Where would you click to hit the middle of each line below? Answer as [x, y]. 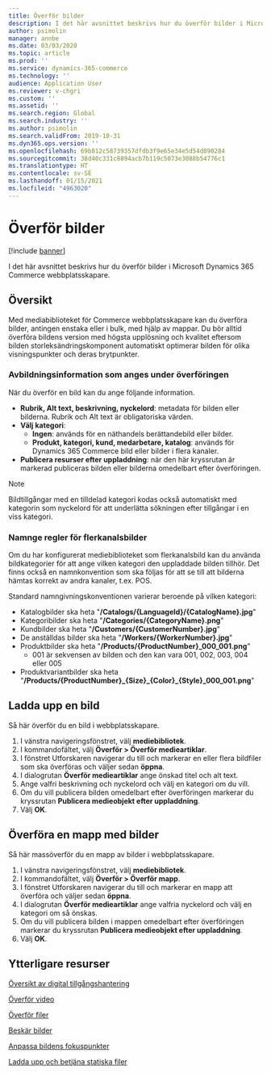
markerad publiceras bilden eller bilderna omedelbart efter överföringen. [140, 468]
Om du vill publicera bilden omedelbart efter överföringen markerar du [137, 792]
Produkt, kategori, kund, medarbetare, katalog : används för [133, 442]
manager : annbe [34, 38]
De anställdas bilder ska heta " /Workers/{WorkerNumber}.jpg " [126, 637]
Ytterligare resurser [59, 964]
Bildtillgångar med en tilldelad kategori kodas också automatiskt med [123, 499]
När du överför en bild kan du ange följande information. [102, 392]
